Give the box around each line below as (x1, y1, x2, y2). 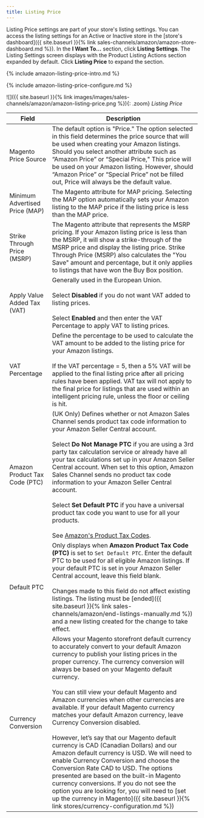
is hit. (52, 400, 68, 408)
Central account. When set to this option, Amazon (52, 463, 194, 471)
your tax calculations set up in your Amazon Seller (52, 455, 195, 463)
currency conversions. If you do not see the (52, 779, 176, 788)
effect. (52, 625, 71, 633)
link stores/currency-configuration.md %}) (52, 802, 174, 810)
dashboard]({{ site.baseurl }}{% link (6, 38, 96, 46)
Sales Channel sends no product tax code (52, 470, 171, 479)
